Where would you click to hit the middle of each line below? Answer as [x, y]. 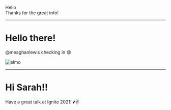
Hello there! [31, 38]
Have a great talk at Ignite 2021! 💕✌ [42, 102]
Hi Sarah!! [27, 87]
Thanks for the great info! [32, 13]
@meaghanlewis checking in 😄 [38, 52]
